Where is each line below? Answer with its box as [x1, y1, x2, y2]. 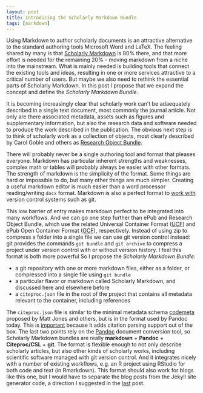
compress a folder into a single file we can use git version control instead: [6, 233, 191, 241]
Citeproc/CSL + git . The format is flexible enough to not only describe [6, 341, 182, 348]
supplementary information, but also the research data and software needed [6, 120, 197, 127]
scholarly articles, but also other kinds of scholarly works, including [6, 347, 175, 355]
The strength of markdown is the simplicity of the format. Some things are [6, 170, 191, 177]
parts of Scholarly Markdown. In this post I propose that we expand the [6, 82, 184, 89]
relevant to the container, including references [15, 297, 131, 304]
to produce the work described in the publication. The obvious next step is [6, 126, 193, 134]
